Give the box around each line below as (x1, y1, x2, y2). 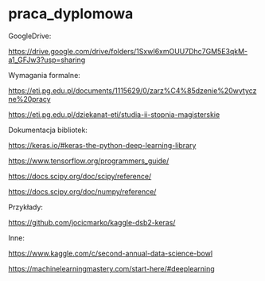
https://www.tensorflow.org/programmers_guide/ (8, 156, 170, 166)
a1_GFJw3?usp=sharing (8, 55, 86, 64)
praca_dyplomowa (8, 5, 134, 23)
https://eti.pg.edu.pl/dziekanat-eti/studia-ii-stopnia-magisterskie (8, 109, 220, 119)
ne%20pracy (8, 94, 51, 103)
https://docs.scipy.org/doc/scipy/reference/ (8, 171, 152, 181)
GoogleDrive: (8, 31, 52, 41)
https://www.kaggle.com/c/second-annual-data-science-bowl (8, 248, 213, 258)
